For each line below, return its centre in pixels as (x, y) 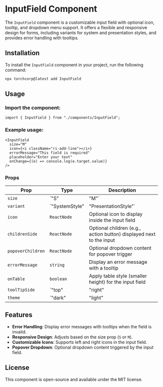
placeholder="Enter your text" (41, 157)
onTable (16, 279)
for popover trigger (111, 254)
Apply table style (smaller (118, 276)
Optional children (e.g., (115, 228)
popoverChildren (26, 251)
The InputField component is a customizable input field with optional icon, (80, 22)
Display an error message (118, 262)
